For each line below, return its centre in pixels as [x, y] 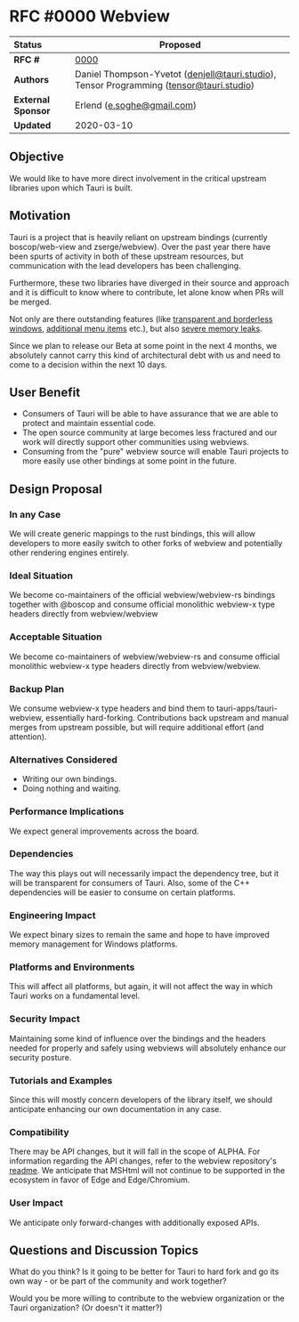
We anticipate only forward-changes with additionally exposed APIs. [134, 1222]
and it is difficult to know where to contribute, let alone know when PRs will [146, 292]
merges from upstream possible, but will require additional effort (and [137, 727]
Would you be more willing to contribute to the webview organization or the [147, 1298]
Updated [32, 125]
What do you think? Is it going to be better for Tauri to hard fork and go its [144, 1272]
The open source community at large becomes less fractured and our [149, 432]
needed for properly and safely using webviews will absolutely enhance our [148, 1048]
